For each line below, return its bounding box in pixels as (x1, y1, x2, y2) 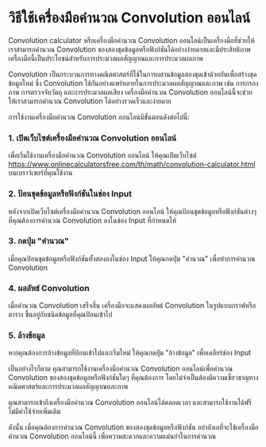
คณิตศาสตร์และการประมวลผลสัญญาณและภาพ (8, 382, 129, 391)
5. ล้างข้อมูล (8, 330, 45, 341)
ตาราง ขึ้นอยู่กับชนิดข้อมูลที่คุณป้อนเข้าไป (8, 309, 113, 319)
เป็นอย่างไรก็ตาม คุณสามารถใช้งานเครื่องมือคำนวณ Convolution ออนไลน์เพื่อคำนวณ (8, 363, 233, 374)
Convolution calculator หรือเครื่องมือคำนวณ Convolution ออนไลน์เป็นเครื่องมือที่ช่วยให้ (8, 35, 256, 45)
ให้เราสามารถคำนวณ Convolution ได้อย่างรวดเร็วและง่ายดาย (8, 96, 172, 106)
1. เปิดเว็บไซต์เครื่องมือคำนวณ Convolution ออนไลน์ (8, 132, 177, 143)
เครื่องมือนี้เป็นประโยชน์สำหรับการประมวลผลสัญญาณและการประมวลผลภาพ (8, 53, 203, 63)
